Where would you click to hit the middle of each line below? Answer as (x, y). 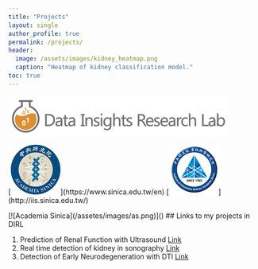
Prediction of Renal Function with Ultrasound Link (100, 240)
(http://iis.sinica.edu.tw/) (48, 200)
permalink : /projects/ (46, 42)
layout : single (33, 25)
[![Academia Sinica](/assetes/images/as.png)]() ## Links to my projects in (129, 216)
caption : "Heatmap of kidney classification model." (104, 68)
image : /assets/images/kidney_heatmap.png (87, 59)
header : (21, 51)
